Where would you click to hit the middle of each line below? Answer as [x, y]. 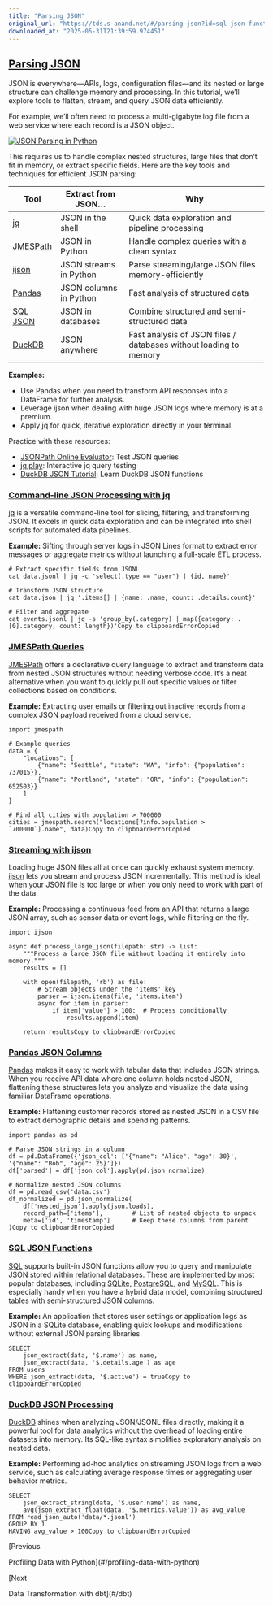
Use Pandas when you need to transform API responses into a [124, 391]
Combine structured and [175, 311]
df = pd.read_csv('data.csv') [60, 1192]
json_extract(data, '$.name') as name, [91, 1355]
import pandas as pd [43, 1135]
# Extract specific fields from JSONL [74, 570]
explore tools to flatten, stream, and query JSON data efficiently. [116, 101]
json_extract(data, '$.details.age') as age [100, 1362]
